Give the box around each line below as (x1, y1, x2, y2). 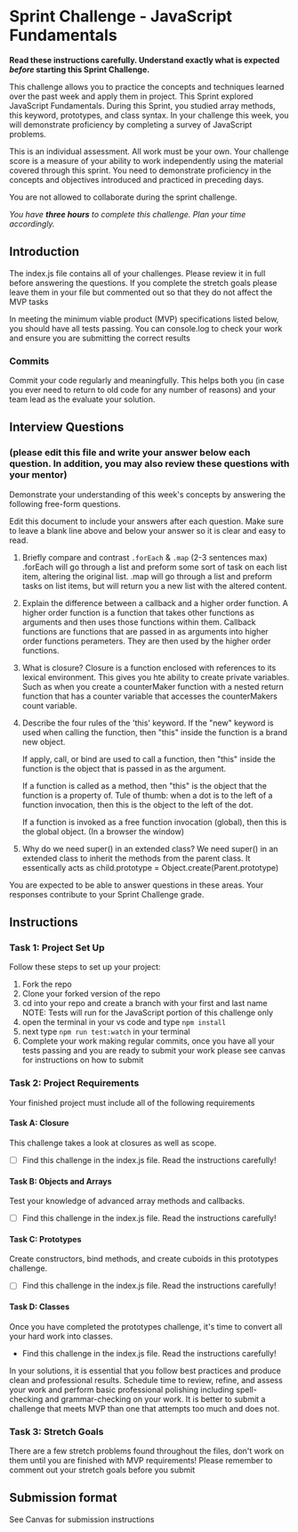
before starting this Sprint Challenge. (9, 64, 150, 75)
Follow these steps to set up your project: (9, 962, 162, 972)
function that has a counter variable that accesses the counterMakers (21, 691, 278, 701)
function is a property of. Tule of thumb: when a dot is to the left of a (21, 790, 273, 800)
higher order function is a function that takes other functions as (21, 607, 255, 618)
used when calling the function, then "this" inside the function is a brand (21, 726, 287, 737)
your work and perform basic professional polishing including (9, 1384, 234, 1395)
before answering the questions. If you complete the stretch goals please (9, 277, 278, 288)
